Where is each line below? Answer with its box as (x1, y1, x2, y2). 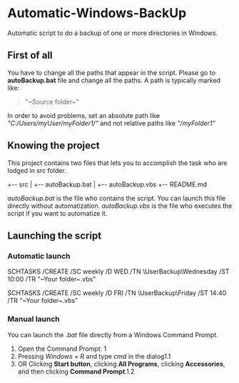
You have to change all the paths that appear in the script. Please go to (7, 68, 216, 76)
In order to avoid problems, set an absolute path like (7, 111, 161, 119)
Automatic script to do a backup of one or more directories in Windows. (7, 29, 218, 37)
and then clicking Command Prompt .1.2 (17, 367, 135, 376)
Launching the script (7, 229, 102, 242)
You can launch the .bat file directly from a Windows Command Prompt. (7, 330, 219, 339)
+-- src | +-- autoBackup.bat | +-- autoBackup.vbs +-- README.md (7, 180, 208, 189)
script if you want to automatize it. (7, 209, 108, 217)
